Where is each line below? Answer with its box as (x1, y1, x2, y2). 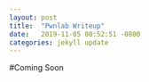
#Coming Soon (9, 62, 64, 73)
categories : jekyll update (9, 37, 109, 47)
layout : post (9, 12, 58, 22)
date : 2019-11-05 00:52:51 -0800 (9, 29, 141, 38)
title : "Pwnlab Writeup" (9, 21, 105, 30)
